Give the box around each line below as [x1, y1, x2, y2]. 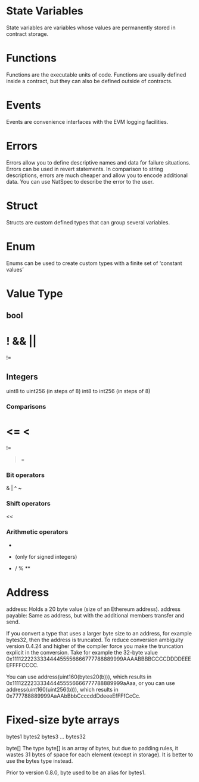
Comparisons [6, 402, 46, 410]
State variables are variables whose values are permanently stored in [6, 24, 176, 31]
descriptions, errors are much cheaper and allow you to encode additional [6, 172, 188, 179]
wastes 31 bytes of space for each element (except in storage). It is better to [6, 751, 194, 758]
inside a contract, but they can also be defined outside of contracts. [6, 77, 173, 84]
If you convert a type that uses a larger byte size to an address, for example [6, 629, 192, 637]
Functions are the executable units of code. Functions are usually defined [6, 71, 186, 78]
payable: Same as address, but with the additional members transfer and [6, 611, 185, 619]
